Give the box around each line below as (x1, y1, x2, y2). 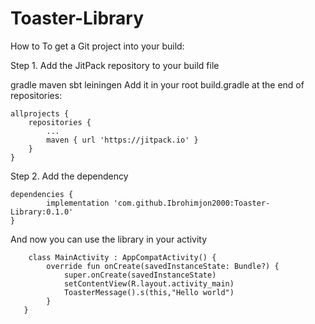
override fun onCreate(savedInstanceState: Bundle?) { (46, 261, 280, 271)
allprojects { (10, 108, 70, 119)
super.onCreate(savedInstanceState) (63, 270, 217, 280)
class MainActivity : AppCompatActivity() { (28, 252, 217, 262)
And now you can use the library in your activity (10, 233, 208, 245)
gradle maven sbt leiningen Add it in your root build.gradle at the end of (10, 78, 305, 91)
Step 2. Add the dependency (10, 170, 129, 182)
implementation (46, 198, 110, 208)
